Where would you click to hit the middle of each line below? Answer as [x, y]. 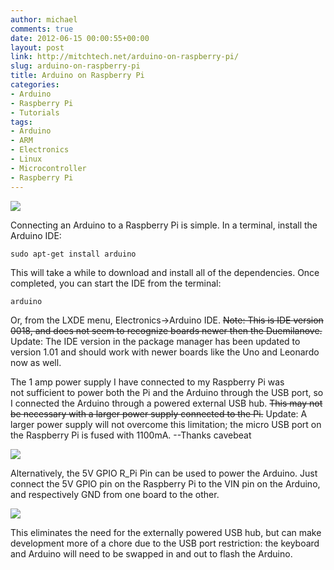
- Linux [26, 159]
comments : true [42, 29]
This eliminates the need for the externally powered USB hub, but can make [166, 532]
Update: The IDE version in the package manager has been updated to [155, 341]
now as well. [36, 362]
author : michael [44, 19]
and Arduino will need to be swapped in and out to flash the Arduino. [151, 553]
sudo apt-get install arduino [73, 254]
